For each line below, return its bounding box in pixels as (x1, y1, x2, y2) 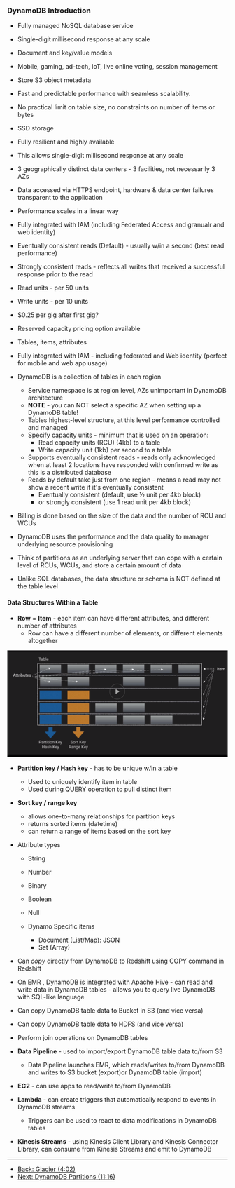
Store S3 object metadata (17, 76, 92, 84)
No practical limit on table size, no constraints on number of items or (17, 103, 215, 112)
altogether (27, 636, 58, 644)
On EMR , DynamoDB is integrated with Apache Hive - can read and (17, 978, 213, 987)
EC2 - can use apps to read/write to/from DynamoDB (17, 1082, 171, 1091)
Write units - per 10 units (17, 297, 89, 306)
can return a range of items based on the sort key (27, 827, 171, 836)
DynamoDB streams (17, 1103, 76, 1112)
